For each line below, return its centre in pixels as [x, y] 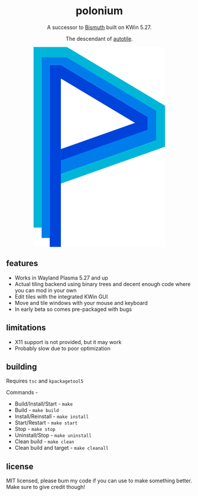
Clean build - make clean [44, 442]
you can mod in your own [46, 290]
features [22, 263]
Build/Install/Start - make [43, 404]
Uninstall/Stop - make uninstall [53, 435]
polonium [99, 11]
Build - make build [37, 410]
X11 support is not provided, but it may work [68, 342]
